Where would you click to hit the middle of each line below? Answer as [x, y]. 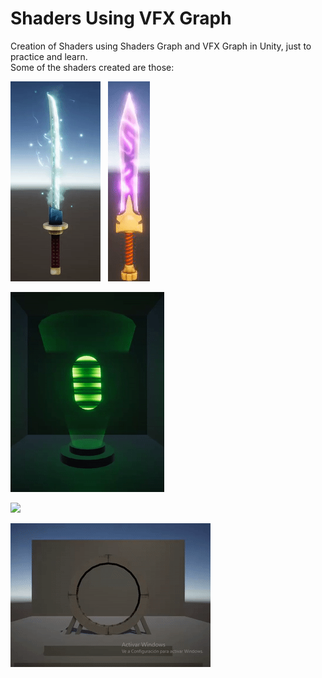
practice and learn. [49, 56]
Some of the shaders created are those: [92, 67]
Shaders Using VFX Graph [121, 18]
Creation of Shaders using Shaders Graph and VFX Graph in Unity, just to [161, 46]
